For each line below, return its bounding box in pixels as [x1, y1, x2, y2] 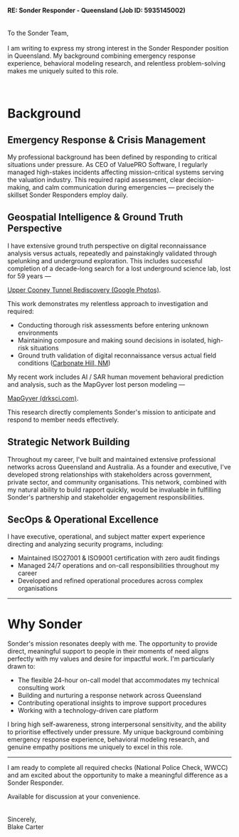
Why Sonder [7, 616, 83, 632]
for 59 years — [7, 271, 51, 280]
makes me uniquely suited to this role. [7, 67, 119, 75]
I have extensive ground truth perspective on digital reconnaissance [7, 241, 207, 250]
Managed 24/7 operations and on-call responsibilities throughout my [17, 562, 220, 570]
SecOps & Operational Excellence [7, 514, 159, 526]
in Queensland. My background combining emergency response [7, 51, 196, 60]
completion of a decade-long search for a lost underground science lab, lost [7, 264, 231, 273]
